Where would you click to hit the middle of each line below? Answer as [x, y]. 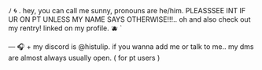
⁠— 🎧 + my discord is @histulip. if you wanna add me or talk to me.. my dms [131, 47]
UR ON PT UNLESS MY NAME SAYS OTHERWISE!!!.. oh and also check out [129, 19]
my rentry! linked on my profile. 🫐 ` [65, 28]
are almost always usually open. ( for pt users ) [84, 58]
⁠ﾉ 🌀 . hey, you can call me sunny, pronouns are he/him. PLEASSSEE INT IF [127, 10]
